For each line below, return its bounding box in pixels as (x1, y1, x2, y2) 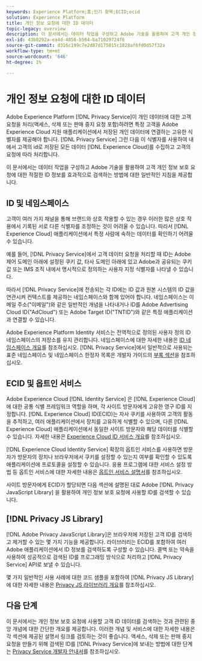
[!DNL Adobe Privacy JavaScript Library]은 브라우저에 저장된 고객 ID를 (6, 530, 176, 538)
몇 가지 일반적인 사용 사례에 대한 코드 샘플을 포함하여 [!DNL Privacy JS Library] (6, 573, 194, 581)
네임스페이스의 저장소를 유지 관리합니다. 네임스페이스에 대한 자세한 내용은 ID (6, 337, 185, 344)
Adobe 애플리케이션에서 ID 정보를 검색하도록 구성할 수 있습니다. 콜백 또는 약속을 (6, 545, 194, 553)
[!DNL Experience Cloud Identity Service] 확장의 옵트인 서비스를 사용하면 (6, 446, 182, 453)
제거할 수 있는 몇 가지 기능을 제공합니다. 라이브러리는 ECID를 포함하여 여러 (12, 538, 187, 545)
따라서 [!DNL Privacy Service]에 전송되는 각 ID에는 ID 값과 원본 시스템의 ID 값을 (6, 286, 195, 293)
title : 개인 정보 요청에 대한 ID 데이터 (6, 20, 94, 26)
